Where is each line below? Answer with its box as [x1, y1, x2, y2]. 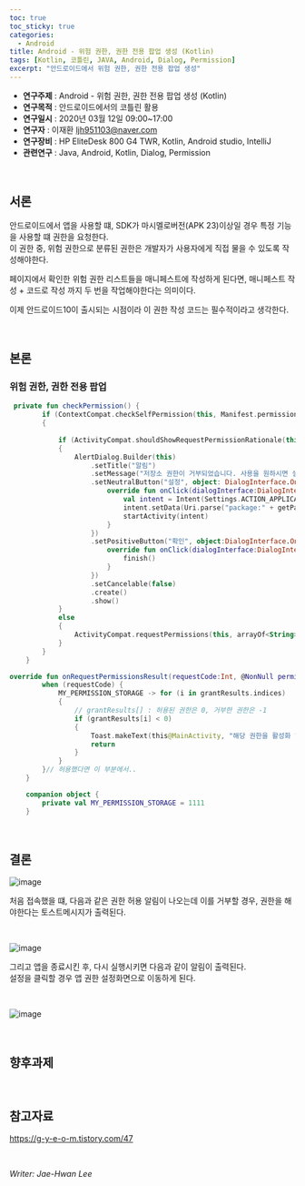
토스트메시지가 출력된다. [40, 907, 127, 917]
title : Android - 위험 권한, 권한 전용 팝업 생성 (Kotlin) [9, 47, 215, 56]
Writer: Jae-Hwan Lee [9, 1168, 93, 1179]
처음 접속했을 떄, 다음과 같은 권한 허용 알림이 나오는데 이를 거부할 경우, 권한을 [9, 896, 283, 907]
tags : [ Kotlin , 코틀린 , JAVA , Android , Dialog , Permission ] [9, 56, 236, 65]
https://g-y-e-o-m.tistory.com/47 [9, 1132, 133, 1143]
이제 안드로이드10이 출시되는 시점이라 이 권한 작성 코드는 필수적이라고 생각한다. [9, 304, 289, 315]
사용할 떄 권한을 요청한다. [18, 231, 109, 242]
